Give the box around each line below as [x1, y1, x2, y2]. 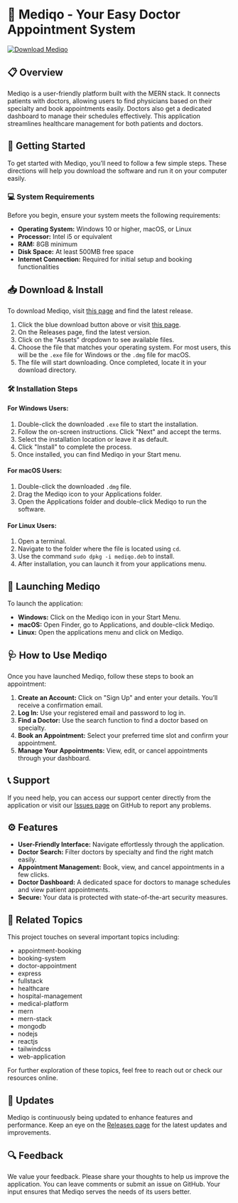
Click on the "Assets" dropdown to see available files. [17, 335, 175, 344]
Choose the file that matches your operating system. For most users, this [17, 343, 232, 351]
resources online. [7, 1074, 58, 1082]
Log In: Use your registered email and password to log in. [17, 708, 186, 717]
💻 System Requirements [7, 192, 94, 202]
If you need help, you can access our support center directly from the [7, 793, 211, 802]
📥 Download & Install [7, 284, 104, 296]
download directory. [17, 366, 77, 374]
